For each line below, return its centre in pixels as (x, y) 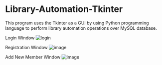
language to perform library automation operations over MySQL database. (81, 28)
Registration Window (27, 47)
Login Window (20, 38)
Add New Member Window (33, 57)
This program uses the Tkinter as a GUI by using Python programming (77, 23)
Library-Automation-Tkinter (64, 9)
